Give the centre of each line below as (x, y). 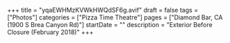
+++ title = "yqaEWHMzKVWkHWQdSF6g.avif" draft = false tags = (103, 10)
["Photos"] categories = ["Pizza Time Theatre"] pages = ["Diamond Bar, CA (115, 17)
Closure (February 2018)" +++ (50, 32)
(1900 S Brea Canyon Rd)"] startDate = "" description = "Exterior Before (110, 25)
